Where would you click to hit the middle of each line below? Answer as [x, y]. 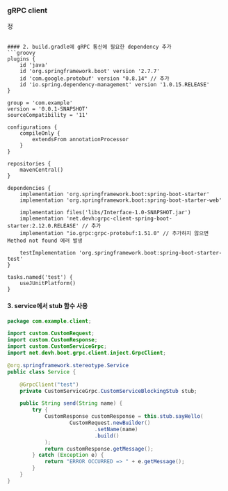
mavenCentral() [42, 170]
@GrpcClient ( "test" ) [49, 385]
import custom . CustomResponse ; [52, 340]
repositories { [29, 164]
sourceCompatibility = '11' [48, 115]
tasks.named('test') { [40, 277]
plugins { [22, 59]
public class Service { [42, 372]
